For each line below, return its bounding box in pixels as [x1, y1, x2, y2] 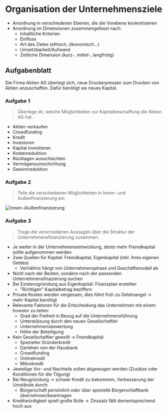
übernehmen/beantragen [19, 392, 72, 398]
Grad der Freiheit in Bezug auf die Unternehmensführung [19, 313, 137, 319]
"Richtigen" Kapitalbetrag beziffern [19, 286, 92, 292]
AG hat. [17, 114, 33, 120]
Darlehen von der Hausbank [19, 345, 78, 351]
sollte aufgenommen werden [12, 249, 71, 255]
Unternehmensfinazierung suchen [12, 276, 83, 282]
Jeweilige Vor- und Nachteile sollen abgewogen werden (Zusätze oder [12, 366, 158, 372]
